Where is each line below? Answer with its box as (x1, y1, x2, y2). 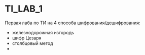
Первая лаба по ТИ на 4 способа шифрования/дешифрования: (5, 20, 140, 26)
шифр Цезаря (12, 35, 42, 41)
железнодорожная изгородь (12, 29, 75, 35)
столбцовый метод (12, 40, 54, 46)
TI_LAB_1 (5, 3, 43, 15)
